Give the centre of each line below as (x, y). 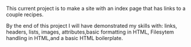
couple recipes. (25, 15)
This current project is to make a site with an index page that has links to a (96, 8)
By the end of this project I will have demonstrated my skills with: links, (92, 26)
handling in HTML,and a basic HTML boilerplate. (65, 38)
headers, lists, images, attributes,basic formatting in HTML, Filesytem (90, 32)
